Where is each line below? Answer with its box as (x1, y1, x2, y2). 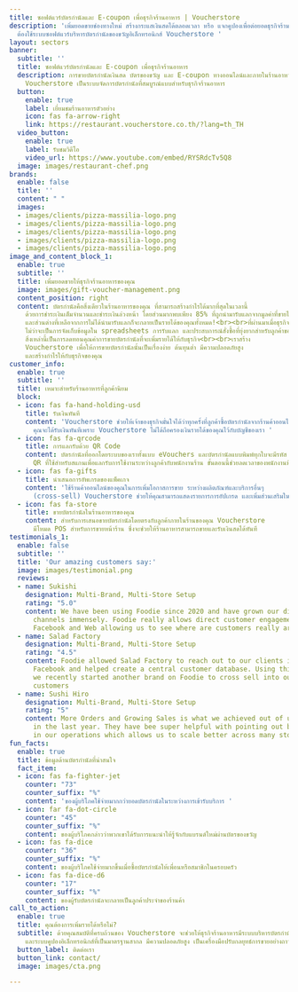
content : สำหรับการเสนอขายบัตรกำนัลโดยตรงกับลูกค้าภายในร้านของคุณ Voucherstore (25, 516, 266, 525)
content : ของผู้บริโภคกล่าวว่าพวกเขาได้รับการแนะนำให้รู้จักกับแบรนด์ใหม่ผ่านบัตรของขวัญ (25, 830, 257, 838)
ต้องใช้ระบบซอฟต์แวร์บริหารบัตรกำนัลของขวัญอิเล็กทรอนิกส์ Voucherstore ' (17, 29, 223, 38)
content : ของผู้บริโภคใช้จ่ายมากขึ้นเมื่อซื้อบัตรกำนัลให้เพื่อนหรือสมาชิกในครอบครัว (25, 862, 238, 871)
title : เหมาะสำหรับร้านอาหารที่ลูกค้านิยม (17, 384, 129, 393)
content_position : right (17, 294, 109, 303)
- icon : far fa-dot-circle (17, 805, 117, 814)
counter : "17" (25, 879, 77, 888)
